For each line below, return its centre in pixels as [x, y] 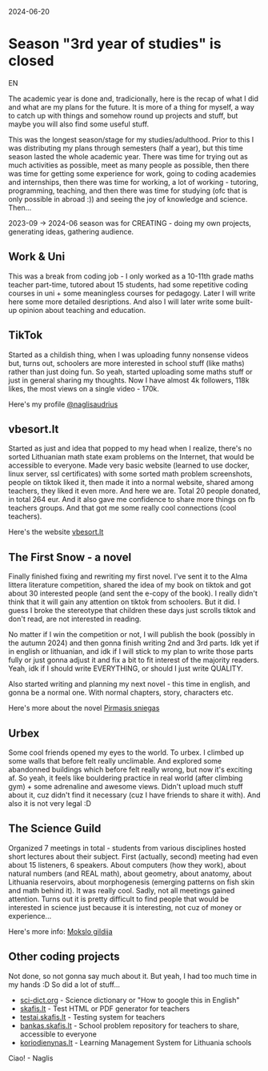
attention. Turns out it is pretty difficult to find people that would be [119, 899]
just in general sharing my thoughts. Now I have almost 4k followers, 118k [129, 380]
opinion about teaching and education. [82, 310]
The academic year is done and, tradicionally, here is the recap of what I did [133, 98]
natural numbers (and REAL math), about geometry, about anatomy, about [130, 873]
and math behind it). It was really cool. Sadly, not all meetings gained [122, 890]
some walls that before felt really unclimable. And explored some [115, 761]
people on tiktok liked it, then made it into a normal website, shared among [131, 483]
